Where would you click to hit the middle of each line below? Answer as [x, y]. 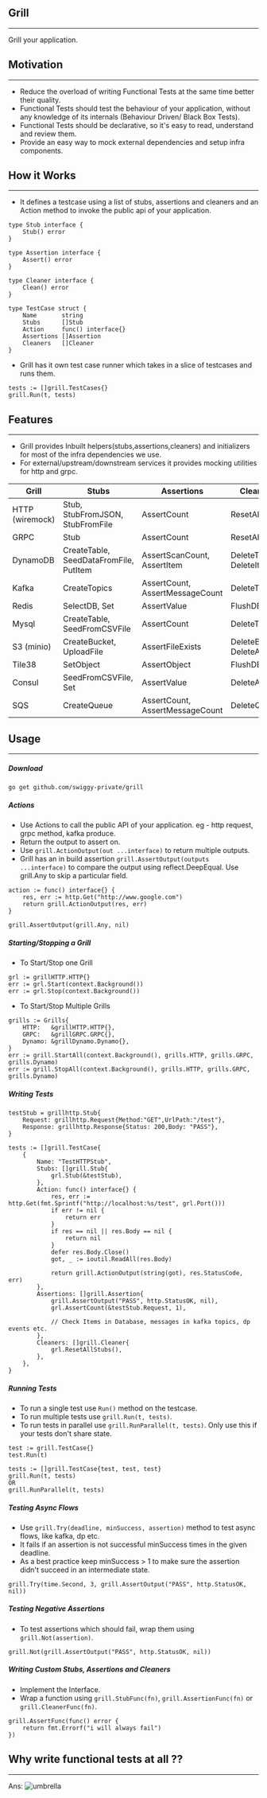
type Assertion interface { [55, 253]
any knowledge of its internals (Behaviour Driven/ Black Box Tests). [130, 117]
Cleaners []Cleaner [58, 344]
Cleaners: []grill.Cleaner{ [83, 1343]
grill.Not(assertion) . [56, 1637]
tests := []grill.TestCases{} [58, 388]
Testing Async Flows [44, 1508]
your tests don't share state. [66, 1433]
